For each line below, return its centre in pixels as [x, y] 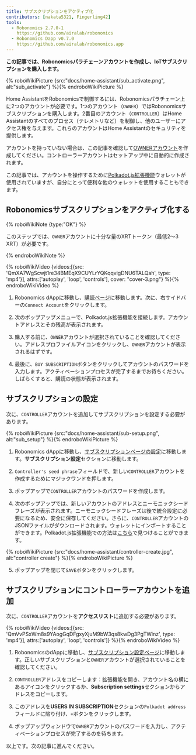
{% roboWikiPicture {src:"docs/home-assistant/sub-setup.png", [83, 433]
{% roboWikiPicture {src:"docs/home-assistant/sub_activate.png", [85, 80]
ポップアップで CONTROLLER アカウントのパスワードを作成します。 [91, 491]
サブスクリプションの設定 [52, 399]
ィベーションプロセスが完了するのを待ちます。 [70, 734]
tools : [14, 22]
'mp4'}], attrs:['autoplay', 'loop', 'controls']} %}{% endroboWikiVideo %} [93, 640]
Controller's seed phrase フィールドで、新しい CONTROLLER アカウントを [100, 471]
